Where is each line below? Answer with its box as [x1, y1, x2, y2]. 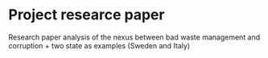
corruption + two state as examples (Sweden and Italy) [8, 40, 191, 50]
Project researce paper [8, 6, 165, 24]
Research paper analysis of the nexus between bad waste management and [8, 32, 261, 42]
